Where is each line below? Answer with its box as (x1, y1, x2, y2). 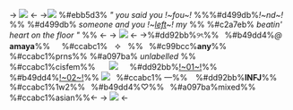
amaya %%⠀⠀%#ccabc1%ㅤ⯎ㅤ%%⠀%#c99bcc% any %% (9, 41, 227, 51)
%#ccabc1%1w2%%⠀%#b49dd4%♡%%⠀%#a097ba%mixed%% (9, 81, 256, 92)
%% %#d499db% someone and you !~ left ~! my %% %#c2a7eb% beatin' (9, 19, 282, 30)
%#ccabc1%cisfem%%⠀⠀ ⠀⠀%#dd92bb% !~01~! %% (9, 62, 218, 72)
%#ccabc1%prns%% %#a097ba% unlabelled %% (9, 51, 197, 62)
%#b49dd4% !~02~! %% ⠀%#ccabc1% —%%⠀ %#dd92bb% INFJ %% (9, 72, 278, 82)
